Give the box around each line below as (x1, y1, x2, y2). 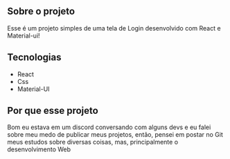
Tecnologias (7, 51, 62, 63)
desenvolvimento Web (7, 145, 71, 153)
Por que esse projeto (7, 105, 98, 117)
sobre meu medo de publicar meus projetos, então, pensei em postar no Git (7, 131, 223, 139)
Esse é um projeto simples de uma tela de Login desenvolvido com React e (7, 24, 221, 32)
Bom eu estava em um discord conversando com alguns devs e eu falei (7, 123, 211, 131)
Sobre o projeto (7, 6, 75, 17)
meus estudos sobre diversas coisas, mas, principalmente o (7, 138, 179, 147)
